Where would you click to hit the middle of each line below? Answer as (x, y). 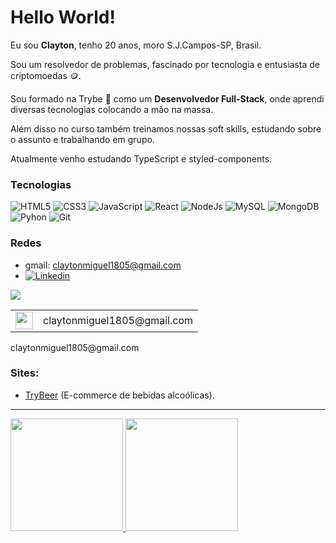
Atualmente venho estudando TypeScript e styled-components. (141, 158)
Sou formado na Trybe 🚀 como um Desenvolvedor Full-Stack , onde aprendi (167, 98)
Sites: (25, 373)
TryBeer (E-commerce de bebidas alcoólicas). (119, 395)
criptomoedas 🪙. (46, 75)
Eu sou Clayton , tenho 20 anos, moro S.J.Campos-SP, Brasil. (136, 45)
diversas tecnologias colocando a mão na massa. (112, 109)
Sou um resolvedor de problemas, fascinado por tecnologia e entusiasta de (165, 64)
